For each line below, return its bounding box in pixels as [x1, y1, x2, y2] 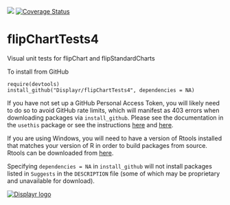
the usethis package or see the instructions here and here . [7, 120, 174, 129]
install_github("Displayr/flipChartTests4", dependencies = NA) [7, 87, 195, 94]
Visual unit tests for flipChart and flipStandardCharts [7, 54, 156, 62]
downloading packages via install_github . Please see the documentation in [7, 114, 224, 122]
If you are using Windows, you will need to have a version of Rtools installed [7, 134, 222, 142]
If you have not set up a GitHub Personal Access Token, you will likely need [7, 98, 220, 107]
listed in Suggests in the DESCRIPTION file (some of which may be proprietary [7, 169, 220, 177]
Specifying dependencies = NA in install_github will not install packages [7, 162, 213, 170]
